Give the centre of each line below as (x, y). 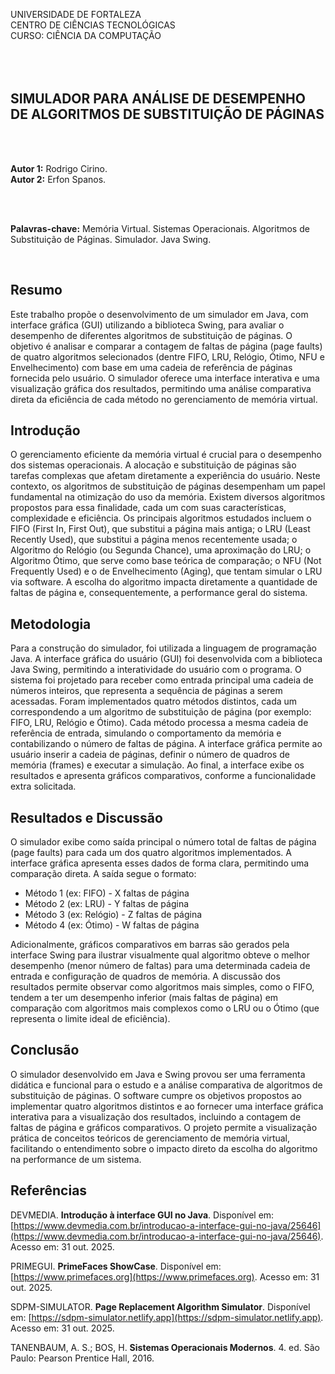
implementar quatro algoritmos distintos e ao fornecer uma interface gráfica (167, 1106)
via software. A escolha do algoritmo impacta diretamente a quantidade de (164, 582)
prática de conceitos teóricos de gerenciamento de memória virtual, (150, 1138)
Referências (49, 1190)
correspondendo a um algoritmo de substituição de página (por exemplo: (161, 712)
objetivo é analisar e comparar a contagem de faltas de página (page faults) (166, 346)
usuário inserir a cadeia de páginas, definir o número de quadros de (150, 755)
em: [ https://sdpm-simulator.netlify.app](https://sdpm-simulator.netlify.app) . (167, 1317)
